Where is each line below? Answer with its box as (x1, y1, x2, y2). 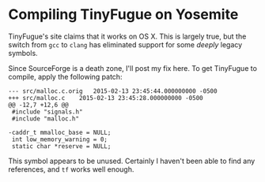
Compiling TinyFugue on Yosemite (8, 6, 239, 24)
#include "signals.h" (11, 108, 83, 116)
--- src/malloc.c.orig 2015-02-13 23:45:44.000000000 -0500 (8, 87, 218, 95)
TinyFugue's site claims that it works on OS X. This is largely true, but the (8, 32, 247, 41)
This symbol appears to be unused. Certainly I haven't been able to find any (8, 156, 256, 165)
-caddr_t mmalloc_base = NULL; (8, 128, 112, 136)
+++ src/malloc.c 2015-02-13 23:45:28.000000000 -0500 (8, 94, 203, 102)
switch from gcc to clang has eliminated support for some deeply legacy (8, 39, 243, 49)
